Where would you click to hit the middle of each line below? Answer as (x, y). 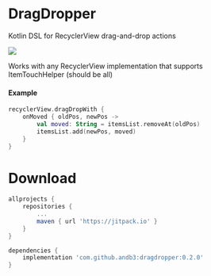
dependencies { (33, 251)
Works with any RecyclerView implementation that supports (106, 66)
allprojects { (32, 199)
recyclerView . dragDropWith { (56, 109)
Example (23, 93)
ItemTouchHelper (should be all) (61, 74)
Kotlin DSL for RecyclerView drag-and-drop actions (92, 36)
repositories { (48, 207)
